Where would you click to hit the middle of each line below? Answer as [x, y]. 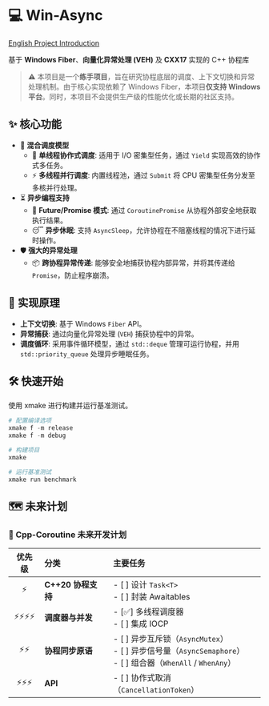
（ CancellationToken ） [156, 690]
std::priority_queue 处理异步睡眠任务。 [86, 354]
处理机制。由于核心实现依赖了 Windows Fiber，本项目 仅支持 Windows [144, 86]
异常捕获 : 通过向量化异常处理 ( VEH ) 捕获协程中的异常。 [109, 334]
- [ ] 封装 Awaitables [152, 597]
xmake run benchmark [43, 479]
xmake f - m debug [37, 436]
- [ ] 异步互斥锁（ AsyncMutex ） [171, 639]
